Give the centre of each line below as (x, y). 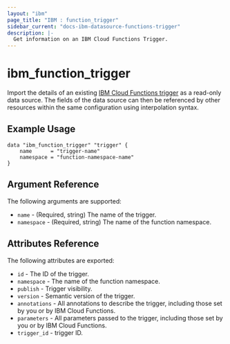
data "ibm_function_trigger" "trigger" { (68, 145)
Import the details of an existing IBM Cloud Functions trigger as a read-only (114, 93)
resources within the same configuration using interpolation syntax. (103, 107)
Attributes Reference (53, 244)
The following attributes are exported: (61, 260)
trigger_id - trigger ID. (50, 332)
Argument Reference (53, 184)
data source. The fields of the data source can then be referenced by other (114, 100)
